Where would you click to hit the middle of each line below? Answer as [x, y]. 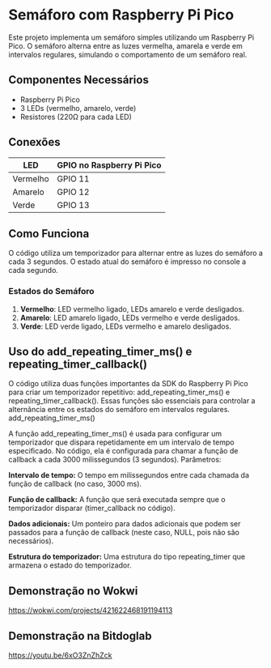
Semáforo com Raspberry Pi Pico [121, 15]
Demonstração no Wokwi [73, 591]
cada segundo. [34, 270]
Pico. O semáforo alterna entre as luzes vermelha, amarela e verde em [125, 45]
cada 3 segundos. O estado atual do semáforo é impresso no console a [127, 262]
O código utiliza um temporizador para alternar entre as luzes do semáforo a [135, 253]
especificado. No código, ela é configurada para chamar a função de [123, 451]
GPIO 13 [73, 205]
